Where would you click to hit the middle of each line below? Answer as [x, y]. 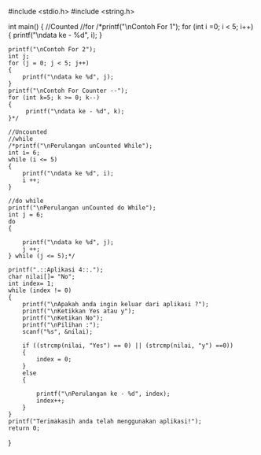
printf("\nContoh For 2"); [52, 50]
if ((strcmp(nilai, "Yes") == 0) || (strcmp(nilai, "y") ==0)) [128, 346]
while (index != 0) [40, 290]
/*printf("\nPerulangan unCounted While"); [81, 146]
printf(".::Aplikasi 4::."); [56, 270]
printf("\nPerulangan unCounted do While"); [82, 208]
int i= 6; [24, 153]
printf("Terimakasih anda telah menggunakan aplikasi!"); [105, 421]
